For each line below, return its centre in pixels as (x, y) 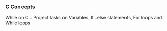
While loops (18, 23)
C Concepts (20, 7)
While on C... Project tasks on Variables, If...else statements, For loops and (84, 18)
